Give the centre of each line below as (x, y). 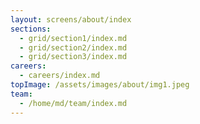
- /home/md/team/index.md (73, 103)
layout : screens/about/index (71, 19)
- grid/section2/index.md (73, 47)
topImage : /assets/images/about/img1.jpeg (100, 85)
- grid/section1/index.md (73, 38)
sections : (31, 29)
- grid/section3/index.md (73, 57)
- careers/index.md (60, 76)
